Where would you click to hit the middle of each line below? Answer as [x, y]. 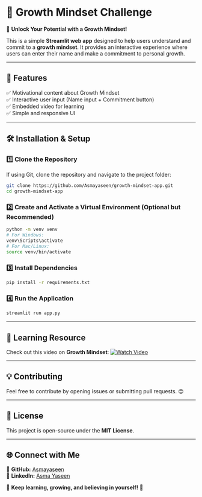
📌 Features [27, 78]
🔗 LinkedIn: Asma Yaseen [38, 476]
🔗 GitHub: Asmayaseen [35, 469]
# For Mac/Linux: [28, 247]
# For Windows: [25, 235]
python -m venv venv [32, 230]
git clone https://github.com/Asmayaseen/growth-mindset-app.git [90, 186]
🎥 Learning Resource [46, 337]
